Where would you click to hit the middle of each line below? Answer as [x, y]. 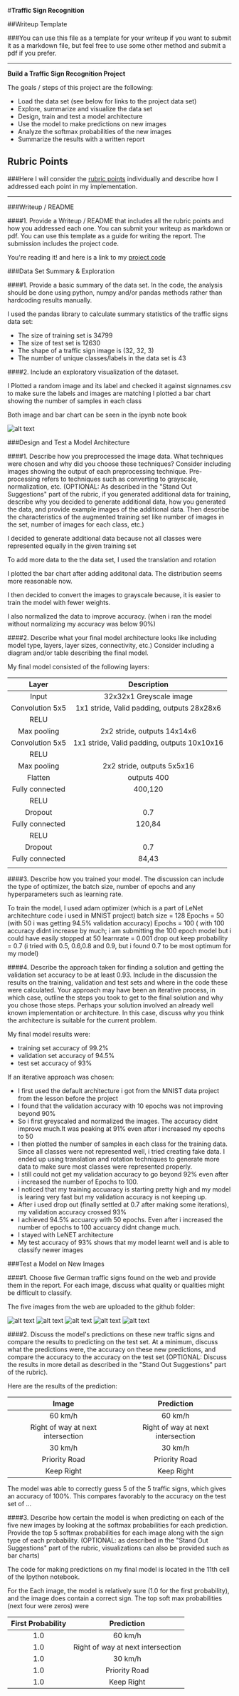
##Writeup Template [37, 24]
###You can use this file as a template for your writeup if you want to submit [119, 38]
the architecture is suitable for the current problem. [82, 1020]
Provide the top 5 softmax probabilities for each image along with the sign [116, 1533]
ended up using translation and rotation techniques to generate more [118, 1159]
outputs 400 [148, 777]
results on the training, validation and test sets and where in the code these [118, 982]
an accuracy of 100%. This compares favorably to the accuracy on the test [117, 1496]
